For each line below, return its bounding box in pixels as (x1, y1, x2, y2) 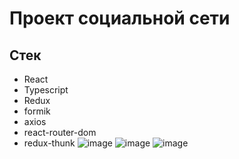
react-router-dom (23, 127, 97, 138)
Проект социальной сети (9, 7, 231, 30)
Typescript (23, 84, 69, 96)
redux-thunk (23, 137, 76, 149)
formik (23, 105, 51, 117)
